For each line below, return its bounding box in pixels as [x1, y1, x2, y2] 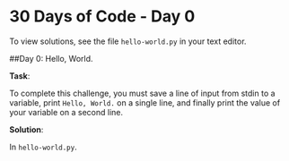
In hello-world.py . [9, 141, 78, 152]
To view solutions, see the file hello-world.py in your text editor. [9, 36, 247, 47]
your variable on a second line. [9, 106, 124, 117]
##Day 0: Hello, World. [9, 53, 93, 64]
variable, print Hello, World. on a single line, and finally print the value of [9, 97, 281, 108]
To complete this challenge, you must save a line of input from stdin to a [9, 88, 276, 98]
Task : [9, 70, 31, 81]
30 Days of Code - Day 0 [9, 6, 196, 27]
